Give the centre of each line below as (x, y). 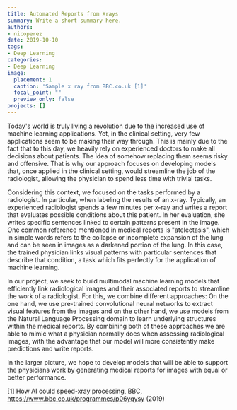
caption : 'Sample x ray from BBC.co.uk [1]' (80, 86)
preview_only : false (44, 100)
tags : (15, 47)
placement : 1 (33, 80)
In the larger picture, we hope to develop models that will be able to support (118, 362)
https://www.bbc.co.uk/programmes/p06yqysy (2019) (86, 398)
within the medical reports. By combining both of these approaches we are (116, 326)
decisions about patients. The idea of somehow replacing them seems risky (117, 156)
